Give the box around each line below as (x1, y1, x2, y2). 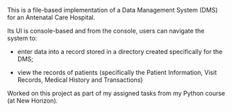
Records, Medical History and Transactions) (17, 76, 144, 84)
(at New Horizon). (7, 96, 58, 105)
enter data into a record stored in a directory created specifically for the (17, 48, 223, 55)
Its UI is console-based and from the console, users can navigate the (7, 27, 205, 35)
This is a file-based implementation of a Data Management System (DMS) (7, 6, 218, 14)
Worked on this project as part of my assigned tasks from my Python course (7, 89, 226, 97)
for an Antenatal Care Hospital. (7, 13, 96, 22)
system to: (7, 34, 38, 42)
